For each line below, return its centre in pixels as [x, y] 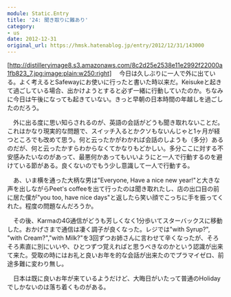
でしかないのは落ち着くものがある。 [58, 287]
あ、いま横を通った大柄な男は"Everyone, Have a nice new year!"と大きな [117, 180]
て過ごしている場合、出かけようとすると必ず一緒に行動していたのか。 [106, 91]
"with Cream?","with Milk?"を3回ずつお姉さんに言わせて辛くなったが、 [107, 238]
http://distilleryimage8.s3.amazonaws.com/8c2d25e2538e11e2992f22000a [116, 65]
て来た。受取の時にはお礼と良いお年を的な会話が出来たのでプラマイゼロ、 [112, 255]
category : [21, 26]
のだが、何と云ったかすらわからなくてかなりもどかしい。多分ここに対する [112, 148]
